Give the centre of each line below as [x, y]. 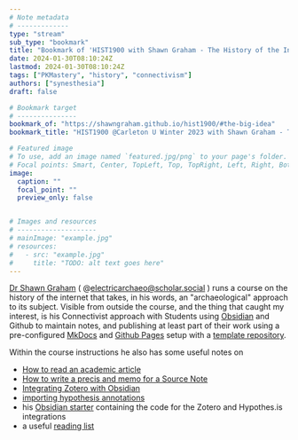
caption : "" [39, 181]
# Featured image [41, 149]
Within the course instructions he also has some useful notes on [126, 352]
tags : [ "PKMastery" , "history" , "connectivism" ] [101, 75]
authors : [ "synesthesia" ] [57, 83]
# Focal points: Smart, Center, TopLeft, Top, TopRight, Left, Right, [142, 165]
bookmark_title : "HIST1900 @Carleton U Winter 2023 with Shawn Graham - [146, 133]
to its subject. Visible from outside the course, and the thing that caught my [147, 307]
